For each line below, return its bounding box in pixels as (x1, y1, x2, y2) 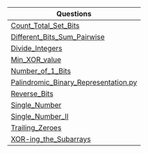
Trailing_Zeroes (11, 123, 62, 132)
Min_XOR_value (11, 55, 62, 64)
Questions (55, 9, 92, 18)
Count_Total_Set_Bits (11, 21, 80, 30)
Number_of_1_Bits (11, 66, 72, 75)
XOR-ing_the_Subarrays (11, 134, 91, 144)
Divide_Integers (11, 43, 63, 53)
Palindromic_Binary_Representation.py (11, 78, 137, 87)
